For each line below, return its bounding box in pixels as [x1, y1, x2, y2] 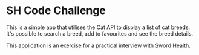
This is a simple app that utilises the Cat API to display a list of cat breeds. [6, 24, 191, 31]
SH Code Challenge [6, 4, 106, 18]
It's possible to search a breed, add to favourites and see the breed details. [6, 30, 194, 37]
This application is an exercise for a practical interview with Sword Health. [6, 42, 191, 49]
